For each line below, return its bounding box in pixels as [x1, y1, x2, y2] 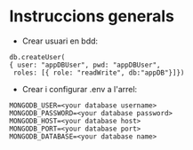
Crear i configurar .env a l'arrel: [21, 83, 138, 94]
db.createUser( [9, 52, 66, 61]
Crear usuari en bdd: [21, 36, 99, 46]
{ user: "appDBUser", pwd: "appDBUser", [9, 60, 162, 69]
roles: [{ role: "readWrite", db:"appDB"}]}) [12, 68, 185, 77]
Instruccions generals [9, 6, 175, 27]
